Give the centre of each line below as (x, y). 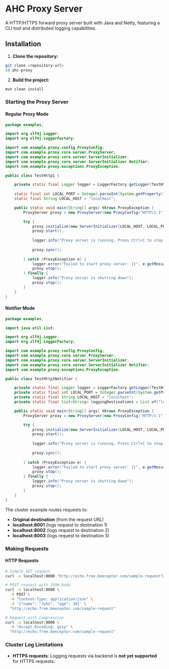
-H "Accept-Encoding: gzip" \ (41, 627)
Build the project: (31, 80)
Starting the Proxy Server (37, 102)
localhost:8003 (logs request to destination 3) (61, 535)
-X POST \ (20, 595)
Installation (23, 44)
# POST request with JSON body (38, 585)
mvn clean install (24, 89)
